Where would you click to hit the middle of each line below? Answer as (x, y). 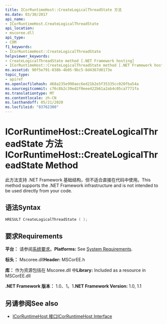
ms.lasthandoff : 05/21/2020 (34, 103)
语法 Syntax (23, 208)
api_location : (20, 28)
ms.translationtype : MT (30, 93)
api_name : (15, 19)
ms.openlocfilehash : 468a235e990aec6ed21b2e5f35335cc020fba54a (72, 84)
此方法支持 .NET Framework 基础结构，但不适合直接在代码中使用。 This (78, 179)
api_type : (15, 38)
